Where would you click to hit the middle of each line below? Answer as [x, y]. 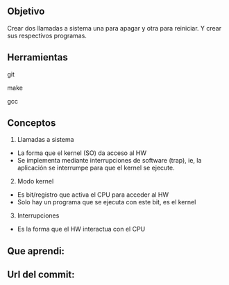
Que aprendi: [36, 251]
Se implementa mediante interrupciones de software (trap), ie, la [109, 161]
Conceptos [32, 123]
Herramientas [37, 57]
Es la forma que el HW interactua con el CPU [81, 229]
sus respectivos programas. [47, 35]
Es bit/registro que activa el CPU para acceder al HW [93, 195]
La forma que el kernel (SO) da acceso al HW [82, 153]
